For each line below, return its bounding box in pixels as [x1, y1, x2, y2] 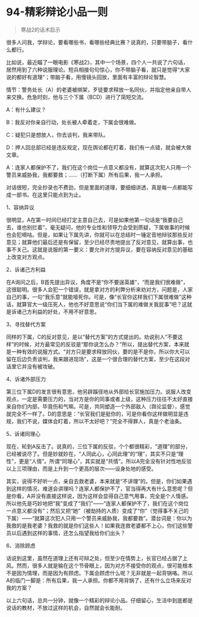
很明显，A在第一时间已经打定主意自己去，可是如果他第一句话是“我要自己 [6, 216, 184, 223]
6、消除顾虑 [6, 542, 36, 549]
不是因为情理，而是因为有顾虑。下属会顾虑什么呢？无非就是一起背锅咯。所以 [6, 569, 193, 576]
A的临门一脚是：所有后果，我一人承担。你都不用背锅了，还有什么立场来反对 [6, 577, 191, 584]
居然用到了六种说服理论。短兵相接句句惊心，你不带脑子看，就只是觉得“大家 [6, 66, 191, 73]
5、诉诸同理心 [6, 430, 41, 437]
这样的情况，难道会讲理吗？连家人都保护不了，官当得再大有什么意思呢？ [11, 485, 188, 492]
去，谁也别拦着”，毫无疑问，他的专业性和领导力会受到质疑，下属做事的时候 [6, 223, 191, 231]
